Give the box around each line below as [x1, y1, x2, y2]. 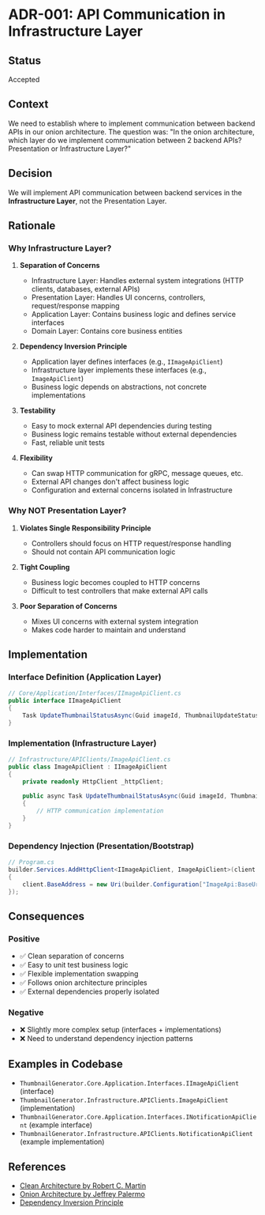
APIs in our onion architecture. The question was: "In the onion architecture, [8, 126, 255, 136]
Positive [8, 933, 40, 944]
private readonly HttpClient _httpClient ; [22, 777, 164, 786]
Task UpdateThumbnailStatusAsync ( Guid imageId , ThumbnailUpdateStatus [22, 711, 259, 719]
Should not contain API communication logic [31, 547, 176, 557]
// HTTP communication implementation [36, 807, 164, 815]
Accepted [8, 75, 40, 84]
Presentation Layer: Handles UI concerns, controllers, [31, 292, 206, 302]
